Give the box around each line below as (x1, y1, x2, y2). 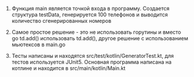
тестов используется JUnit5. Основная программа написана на (11, 58, 172, 65)
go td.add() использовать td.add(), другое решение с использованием (11, 35, 188, 41)
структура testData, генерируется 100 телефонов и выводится (11, 11, 168, 18)
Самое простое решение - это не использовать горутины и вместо (11, 29, 181, 36)
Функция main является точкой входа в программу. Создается (11, 5, 170, 12)
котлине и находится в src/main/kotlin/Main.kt (11, 65, 126, 72)
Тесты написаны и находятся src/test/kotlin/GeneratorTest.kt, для (11, 52, 175, 59)
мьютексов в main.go (11, 41, 66, 48)
